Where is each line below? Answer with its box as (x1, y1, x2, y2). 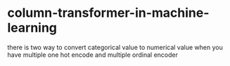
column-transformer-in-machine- (7, 5, 210, 21)
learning (7, 20, 58, 36)
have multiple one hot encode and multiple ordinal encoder (7, 51, 178, 59)
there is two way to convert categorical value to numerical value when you (7, 43, 223, 51)
